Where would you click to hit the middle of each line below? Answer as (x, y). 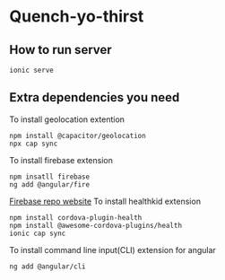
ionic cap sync (38, 233)
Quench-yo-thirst (77, 17)
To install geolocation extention (67, 119)
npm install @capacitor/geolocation (78, 136)
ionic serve (31, 70)
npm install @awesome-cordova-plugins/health (95, 225)
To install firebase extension (61, 160)
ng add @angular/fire (50, 184)
